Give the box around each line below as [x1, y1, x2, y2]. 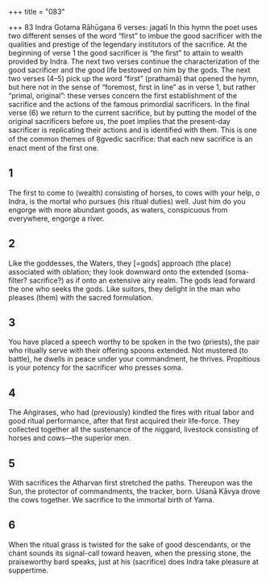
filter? [8, 275, 28, 285]
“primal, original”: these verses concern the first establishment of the [8, 91, 238, 100]
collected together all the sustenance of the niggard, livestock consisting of [8, 424, 260, 434]
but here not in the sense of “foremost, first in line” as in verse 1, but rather [8, 82, 256, 92]
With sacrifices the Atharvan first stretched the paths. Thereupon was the [8, 478, 253, 488]
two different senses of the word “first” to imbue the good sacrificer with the [8, 31, 263, 40]
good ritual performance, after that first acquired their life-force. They [8, 416, 240, 426]
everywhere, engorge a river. [8, 213, 105, 223]
